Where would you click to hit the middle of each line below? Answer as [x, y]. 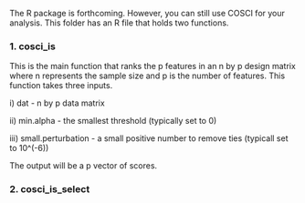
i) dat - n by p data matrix [57, 103]
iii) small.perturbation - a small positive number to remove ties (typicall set [149, 138]
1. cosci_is [33, 46]
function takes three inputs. [61, 86]
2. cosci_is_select [50, 189]
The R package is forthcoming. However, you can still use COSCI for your [147, 13]
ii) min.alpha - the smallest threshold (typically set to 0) [113, 121]
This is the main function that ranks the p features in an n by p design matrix [153, 66]
